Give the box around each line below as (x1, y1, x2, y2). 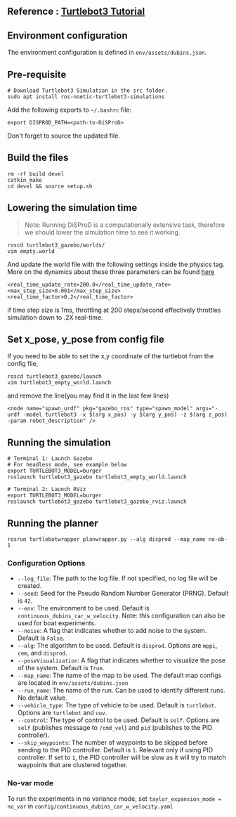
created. (17, 582, 42, 590)
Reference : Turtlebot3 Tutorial (7, 6, 145, 18)
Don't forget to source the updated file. (7, 131, 121, 140)
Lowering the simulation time (7, 202, 138, 214)
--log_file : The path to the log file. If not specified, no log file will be (17, 574, 218, 582)
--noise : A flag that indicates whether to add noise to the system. (17, 627, 207, 635)
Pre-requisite (7, 68, 67, 80)
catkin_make (7, 176, 42, 183)
